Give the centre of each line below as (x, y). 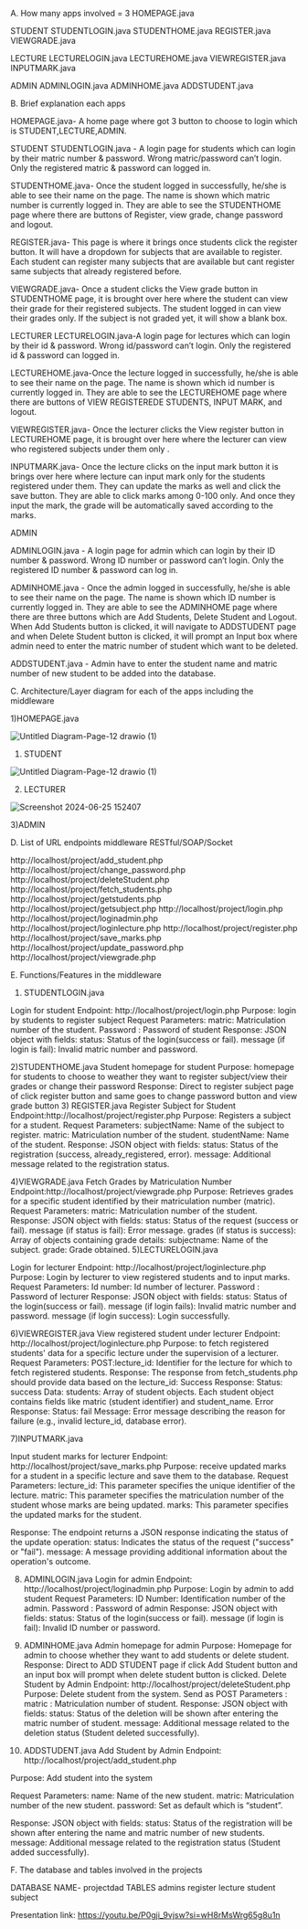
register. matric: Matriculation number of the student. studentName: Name (150, 1135)
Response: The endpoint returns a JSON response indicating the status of (149, 1532)
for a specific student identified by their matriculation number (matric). (143, 1201)
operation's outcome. (51, 1561)
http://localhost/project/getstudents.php (86, 899)
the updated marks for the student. (76, 1515)
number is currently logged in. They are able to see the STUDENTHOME (146, 205)
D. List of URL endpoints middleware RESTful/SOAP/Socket (122, 843)
